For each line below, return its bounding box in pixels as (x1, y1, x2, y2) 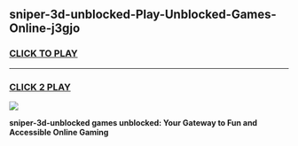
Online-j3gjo (9, 21, 81, 36)
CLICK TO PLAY (9, 48, 78, 60)
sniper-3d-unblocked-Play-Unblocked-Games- (9, 7, 277, 22)
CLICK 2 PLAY (9, 81, 71, 93)
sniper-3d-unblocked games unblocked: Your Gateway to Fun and (9, 117, 258, 127)
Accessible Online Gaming (9, 127, 109, 137)
